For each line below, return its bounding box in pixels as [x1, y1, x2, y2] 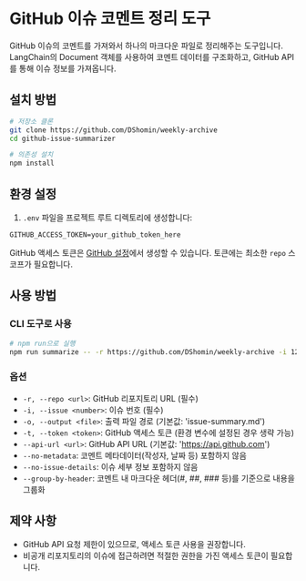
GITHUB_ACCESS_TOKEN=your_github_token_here [9, 229, 181, 240]
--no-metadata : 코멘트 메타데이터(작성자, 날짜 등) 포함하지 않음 [22, 450, 248, 461]
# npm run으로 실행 [9, 339, 76, 348]
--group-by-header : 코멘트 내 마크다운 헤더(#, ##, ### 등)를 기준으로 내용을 [22, 473, 296, 484]
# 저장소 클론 [9, 117, 54, 126]
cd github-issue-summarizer [9, 134, 117, 143]
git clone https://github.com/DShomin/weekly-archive [9, 125, 219, 135]
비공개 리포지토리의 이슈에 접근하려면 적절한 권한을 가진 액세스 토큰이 [22, 550, 269, 561]
